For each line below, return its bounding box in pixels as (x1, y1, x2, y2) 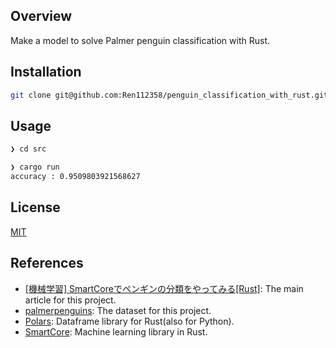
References (10, 255, 84, 272)
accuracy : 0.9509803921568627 (10, 172, 141, 182)
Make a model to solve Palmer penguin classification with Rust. (10, 34, 271, 46)
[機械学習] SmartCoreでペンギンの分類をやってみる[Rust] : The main (24, 282, 304, 294)
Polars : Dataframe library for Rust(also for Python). (24, 315, 235, 327)
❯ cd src (10, 144, 47, 154)
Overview (10, 8, 73, 25)
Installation (10, 64, 82, 81)
